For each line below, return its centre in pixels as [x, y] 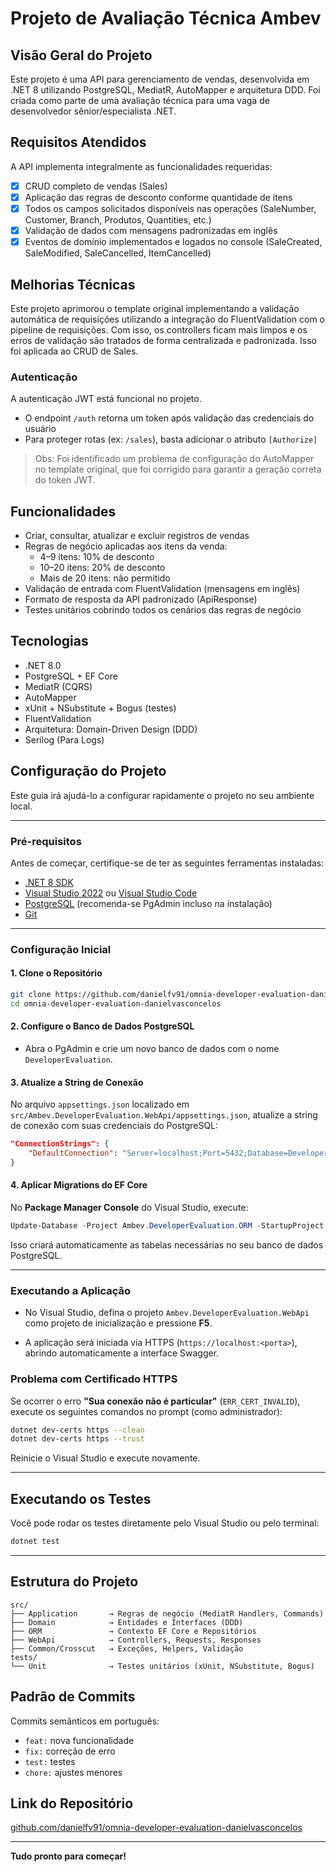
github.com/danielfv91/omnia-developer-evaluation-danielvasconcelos [156, 1828]
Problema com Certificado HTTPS [94, 1379]
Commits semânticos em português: [85, 1721]
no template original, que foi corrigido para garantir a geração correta [178, 469]
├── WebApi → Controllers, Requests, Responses [136, 1640]
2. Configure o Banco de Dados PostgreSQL [102, 1026]
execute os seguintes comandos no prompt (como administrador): [146, 1411]
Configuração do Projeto [88, 771]
